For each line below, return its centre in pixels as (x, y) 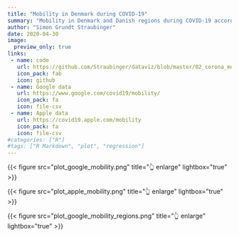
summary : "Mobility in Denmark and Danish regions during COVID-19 (110, 21)
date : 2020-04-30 (33, 34)
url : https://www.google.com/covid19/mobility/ (89, 93)
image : (17, 41)
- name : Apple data (39, 113)
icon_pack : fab (39, 73)
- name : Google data (41, 87)
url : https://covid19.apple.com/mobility (79, 120)
